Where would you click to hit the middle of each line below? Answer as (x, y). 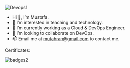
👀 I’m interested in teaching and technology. (58, 23)
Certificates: (18, 50)
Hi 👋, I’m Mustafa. (30, 17)
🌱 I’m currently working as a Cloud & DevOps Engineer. (69, 28)
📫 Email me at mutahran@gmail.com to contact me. (66, 39)
